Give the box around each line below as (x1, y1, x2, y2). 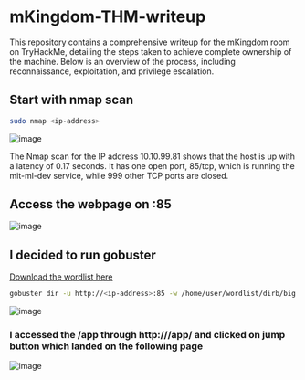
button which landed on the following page (9, 340, 204, 353)
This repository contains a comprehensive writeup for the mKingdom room (9, 37, 290, 47)
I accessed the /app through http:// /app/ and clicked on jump (9, 329, 286, 342)
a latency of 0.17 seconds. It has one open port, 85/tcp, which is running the (9, 160, 295, 171)
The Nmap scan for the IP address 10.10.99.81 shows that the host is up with (9, 151, 295, 162)
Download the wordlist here (9, 271, 113, 282)
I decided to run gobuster (9, 247, 157, 262)
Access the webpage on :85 (9, 196, 172, 212)
